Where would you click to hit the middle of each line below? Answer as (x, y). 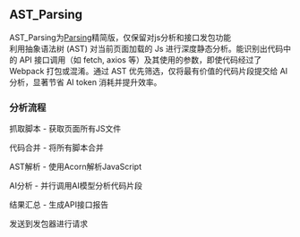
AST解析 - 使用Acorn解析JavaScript (75, 167)
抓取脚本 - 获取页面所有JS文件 (65, 129)
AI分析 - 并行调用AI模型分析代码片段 (76, 186)
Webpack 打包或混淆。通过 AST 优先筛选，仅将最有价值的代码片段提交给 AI (149, 71)
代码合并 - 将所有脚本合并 (57, 148)
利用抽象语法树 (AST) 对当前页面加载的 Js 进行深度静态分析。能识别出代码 (146, 48)
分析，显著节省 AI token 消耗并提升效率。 (86, 82)
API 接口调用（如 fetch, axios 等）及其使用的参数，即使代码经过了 (141, 59)
